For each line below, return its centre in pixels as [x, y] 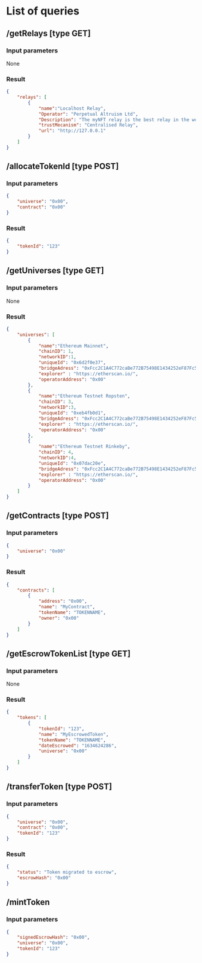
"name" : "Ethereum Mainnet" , [74, 346]
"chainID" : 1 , [56, 351]
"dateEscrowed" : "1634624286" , [78, 746]
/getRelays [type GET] [49, 33]
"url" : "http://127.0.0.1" [72, 131]
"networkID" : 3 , [57, 408]
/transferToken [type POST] [59, 787]
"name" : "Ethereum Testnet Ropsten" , [84, 396]
